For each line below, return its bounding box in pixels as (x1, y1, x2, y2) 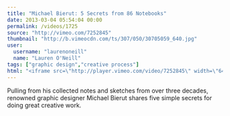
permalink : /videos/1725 (7, 23, 78, 30)
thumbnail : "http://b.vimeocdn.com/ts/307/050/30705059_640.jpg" (7, 36, 197, 43)
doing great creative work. (7, 101, 82, 109)
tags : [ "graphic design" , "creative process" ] (7, 61, 139, 68)
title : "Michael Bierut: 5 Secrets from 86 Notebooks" (7, 10, 167, 17)
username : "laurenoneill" (13, 49, 88, 56)
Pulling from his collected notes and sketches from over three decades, (7, 86, 209, 95)
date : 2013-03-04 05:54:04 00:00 (7, 16, 103, 23)
